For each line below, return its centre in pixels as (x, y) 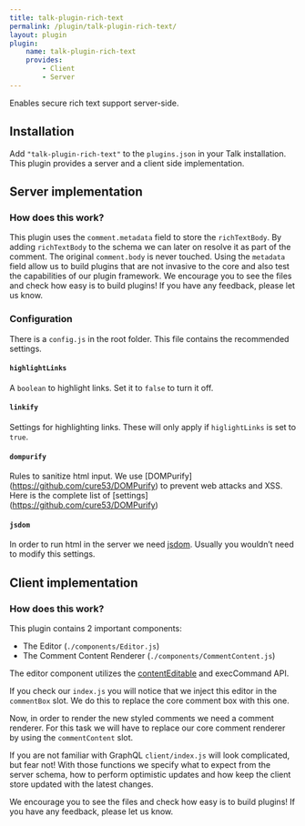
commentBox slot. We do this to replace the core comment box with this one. (149, 700)
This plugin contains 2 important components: (96, 629)
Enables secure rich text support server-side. (94, 103)
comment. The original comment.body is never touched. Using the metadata (147, 257)
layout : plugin (38, 35)
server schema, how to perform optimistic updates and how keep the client (150, 775)
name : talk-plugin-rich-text (81, 52)
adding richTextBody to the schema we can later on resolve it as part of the (150, 247)
